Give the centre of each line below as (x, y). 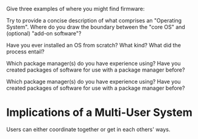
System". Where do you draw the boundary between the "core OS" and (96, 27)
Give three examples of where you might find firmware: (76, 9)
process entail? (25, 52)
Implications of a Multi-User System (100, 113)
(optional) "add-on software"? (44, 33)
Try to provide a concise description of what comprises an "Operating (94, 20)
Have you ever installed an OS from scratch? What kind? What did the (94, 45)
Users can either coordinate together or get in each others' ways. (88, 129)
